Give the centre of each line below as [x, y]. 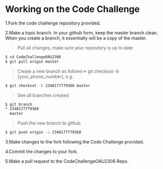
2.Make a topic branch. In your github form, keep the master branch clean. [81, 32]
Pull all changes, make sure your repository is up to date [75, 47]
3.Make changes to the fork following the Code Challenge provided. [75, 142]
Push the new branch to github [49, 123]
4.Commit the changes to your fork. [42, 151]
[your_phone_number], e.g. [45, 76]
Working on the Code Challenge [73, 9]
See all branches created [43, 95]
